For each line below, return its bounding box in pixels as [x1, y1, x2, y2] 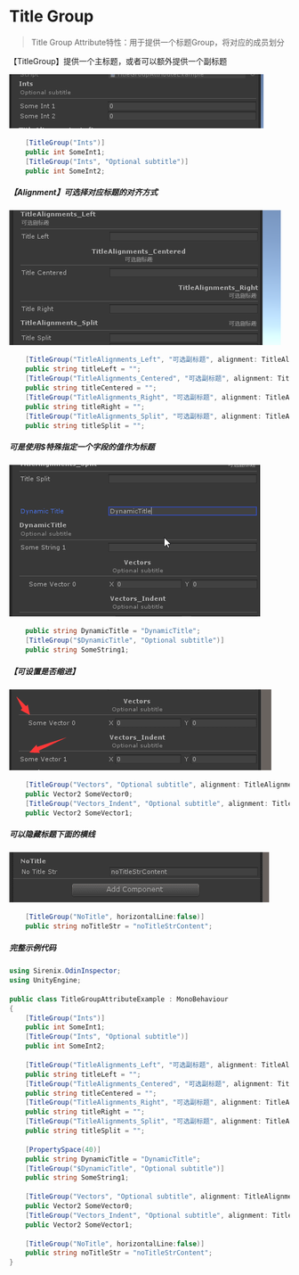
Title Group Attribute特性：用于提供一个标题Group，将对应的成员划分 [30, 37, 285, 47]
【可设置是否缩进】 [9, 666, 80, 677]
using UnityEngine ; [9, 976, 82, 985]
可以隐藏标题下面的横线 [9, 829, 95, 840]
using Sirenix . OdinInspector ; [9, 967, 122, 975]
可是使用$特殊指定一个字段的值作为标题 [9, 441, 156, 452]
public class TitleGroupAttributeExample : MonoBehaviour [9, 994, 229, 1004]
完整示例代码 [9, 942, 56, 953]
